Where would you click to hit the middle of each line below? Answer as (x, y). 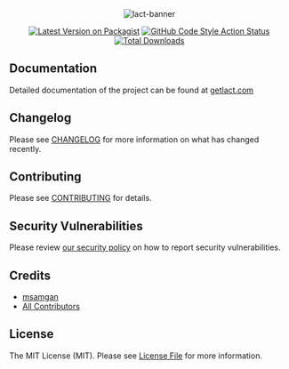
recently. (25, 148)
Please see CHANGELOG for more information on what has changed (134, 139)
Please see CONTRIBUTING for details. (81, 198)
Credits (30, 275)
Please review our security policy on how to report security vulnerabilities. (145, 247)
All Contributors (51, 307)
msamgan (40, 297)
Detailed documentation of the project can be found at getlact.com (132, 90)
